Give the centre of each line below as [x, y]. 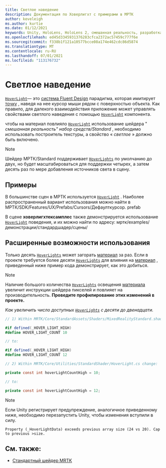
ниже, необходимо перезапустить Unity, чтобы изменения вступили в [79, 415]
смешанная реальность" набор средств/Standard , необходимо [73, 129]
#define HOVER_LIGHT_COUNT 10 [36, 332]
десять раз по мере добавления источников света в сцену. [68, 169]
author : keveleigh [24, 19]
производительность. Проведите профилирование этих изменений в [80, 295]
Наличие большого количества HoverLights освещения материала [75, 284]
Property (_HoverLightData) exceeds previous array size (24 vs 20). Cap [83, 429]
